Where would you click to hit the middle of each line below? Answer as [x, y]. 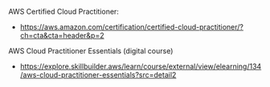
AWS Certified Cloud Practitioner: [63, 12]
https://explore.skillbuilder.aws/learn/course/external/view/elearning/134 [141, 66]
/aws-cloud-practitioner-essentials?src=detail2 [98, 75]
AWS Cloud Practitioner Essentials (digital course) [91, 51]
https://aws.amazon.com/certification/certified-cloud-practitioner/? [131, 27]
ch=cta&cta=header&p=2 [62, 36]
